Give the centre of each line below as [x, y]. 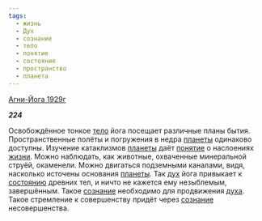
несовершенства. [39, 208]
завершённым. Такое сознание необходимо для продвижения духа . [127, 190]
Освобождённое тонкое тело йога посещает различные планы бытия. [129, 130]
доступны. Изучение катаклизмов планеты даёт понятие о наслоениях [131, 147]
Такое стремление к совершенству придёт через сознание [111, 199]
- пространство [41, 69]
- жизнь [29, 23]
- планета [32, 76]
